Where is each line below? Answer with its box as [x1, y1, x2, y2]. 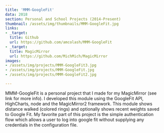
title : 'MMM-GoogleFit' [5, 7, 55, 12]
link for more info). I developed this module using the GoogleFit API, [5, 95, 144, 101]
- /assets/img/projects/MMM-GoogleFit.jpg [5, 68, 94, 73]
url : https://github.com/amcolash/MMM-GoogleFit [9, 40, 112, 45]
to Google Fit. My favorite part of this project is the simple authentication [5, 111, 154, 117]
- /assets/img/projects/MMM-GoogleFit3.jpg [5, 63, 97, 68]
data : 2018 [5, 12, 28, 17]
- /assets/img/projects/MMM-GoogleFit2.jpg [5, 72, 97, 77]
